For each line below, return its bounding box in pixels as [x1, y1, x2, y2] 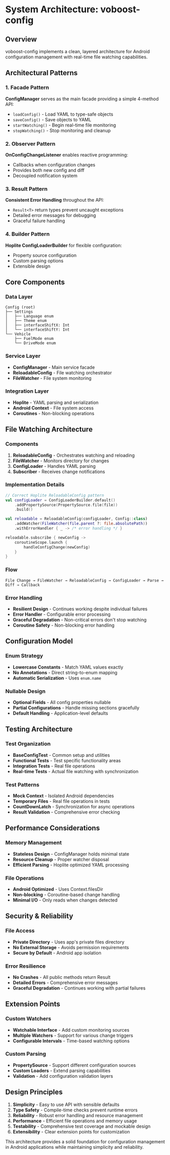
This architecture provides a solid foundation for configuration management [5, 1138, 165, 1145]
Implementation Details [5, 481, 65, 488]
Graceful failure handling [12, 218, 65, 224]
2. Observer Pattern [5, 140, 55, 147]
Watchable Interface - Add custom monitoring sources [12, 1026, 130, 1033]
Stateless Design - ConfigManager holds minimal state [12, 851, 130, 857]
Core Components [5, 277, 65, 286]
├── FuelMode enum [14, 336, 54, 341]
